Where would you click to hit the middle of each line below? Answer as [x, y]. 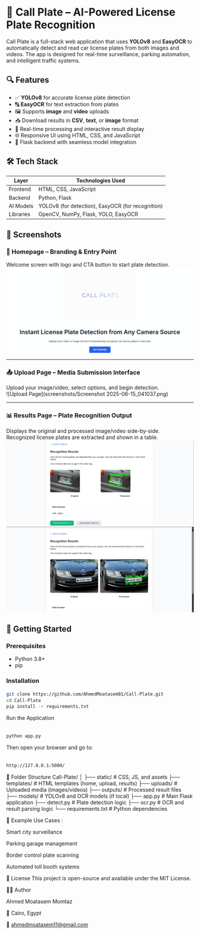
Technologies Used [101, 181]
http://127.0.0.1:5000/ [36, 765]
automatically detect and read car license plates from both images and [93, 48]
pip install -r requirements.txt [48, 707]
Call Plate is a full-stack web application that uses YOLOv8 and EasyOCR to [99, 41]
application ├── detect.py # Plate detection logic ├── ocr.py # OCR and [95, 802]
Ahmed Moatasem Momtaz [39, 901]
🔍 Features [28, 80]
